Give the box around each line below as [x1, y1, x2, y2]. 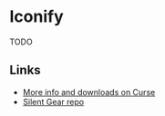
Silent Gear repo [22, 96, 85, 107]
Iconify [9, 6, 64, 27]
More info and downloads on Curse [22, 86, 156, 97]
